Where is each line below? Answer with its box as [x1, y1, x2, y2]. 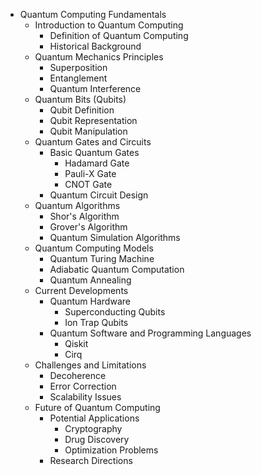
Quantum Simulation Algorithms [49, 232, 181, 243]
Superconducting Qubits [64, 306, 166, 318]
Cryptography [64, 423, 123, 434]
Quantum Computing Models [34, 242, 154, 254]
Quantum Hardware [49, 295, 131, 307]
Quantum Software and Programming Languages [49, 327, 252, 339]
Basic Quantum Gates [49, 147, 140, 158]
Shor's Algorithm [49, 210, 120, 222]
